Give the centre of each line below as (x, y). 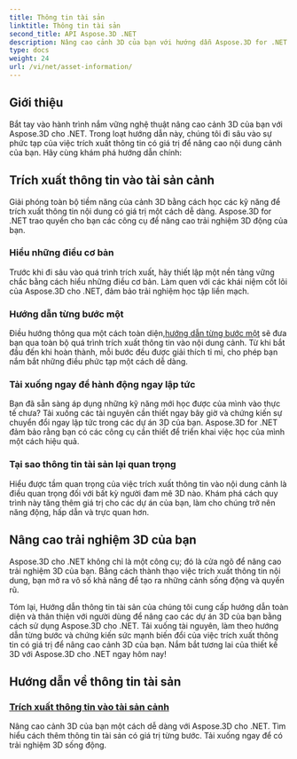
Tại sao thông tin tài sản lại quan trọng (93, 465)
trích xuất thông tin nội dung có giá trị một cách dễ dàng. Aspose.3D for (141, 211)
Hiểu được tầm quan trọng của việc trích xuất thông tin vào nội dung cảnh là (148, 483)
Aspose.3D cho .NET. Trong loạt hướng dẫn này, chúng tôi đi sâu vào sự (141, 133)
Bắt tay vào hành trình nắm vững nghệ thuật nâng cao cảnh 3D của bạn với (146, 124)
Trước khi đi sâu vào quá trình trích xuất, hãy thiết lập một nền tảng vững (142, 272)
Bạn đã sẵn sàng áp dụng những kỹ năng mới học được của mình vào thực (145, 403)
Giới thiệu (36, 103)
